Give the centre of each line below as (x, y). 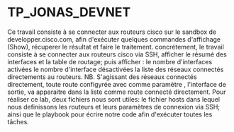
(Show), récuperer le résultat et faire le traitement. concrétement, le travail (116, 47)
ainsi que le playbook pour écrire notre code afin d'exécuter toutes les (110, 114)
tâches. (18, 121)
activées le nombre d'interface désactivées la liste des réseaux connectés (116, 69)
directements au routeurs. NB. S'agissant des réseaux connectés (102, 77)
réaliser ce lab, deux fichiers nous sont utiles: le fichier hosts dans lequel (114, 99)
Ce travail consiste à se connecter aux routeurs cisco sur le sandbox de (112, 32)
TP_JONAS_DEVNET (69, 12)
